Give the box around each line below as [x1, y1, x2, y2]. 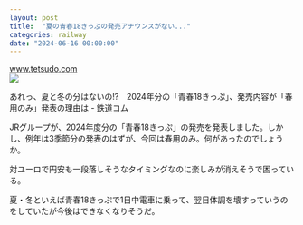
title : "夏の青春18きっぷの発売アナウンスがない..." [9, 22, 192, 31]
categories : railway [9, 30, 88, 39]
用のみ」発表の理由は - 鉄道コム [9, 103, 129, 113]
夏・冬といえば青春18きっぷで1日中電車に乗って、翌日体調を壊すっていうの [9, 194, 289, 205]
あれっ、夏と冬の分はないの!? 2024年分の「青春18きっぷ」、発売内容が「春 [9, 92, 293, 103]
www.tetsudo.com [9, 64, 78, 74]
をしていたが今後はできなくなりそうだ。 [9, 206, 160, 217]
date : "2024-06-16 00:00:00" [9, 38, 119, 48]
